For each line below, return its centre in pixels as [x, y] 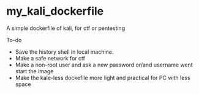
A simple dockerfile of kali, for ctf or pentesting [66, 28]
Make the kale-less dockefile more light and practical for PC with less [103, 78]
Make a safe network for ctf [50, 58]
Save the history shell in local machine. [64, 52]
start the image [34, 71]
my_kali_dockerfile [55, 11]
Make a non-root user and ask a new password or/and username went [104, 65]
